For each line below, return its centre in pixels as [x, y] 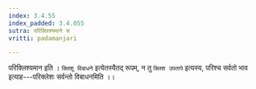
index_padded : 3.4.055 [46, 23]
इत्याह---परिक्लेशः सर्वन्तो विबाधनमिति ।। [62, 77]
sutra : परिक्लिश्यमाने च [39, 30]
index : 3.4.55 [32, 16]
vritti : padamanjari [43, 38]
